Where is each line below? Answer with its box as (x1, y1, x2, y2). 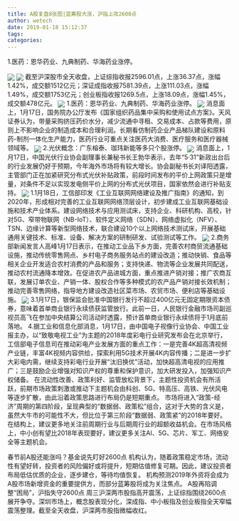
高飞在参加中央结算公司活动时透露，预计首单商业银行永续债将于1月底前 (19, 313, 228, 322)
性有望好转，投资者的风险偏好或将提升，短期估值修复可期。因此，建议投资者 (7, 462, 232, 470)
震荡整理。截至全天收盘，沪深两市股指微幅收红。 (7, 506, 151, 515)
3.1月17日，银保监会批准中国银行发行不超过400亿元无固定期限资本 (30, 295, 225, 303)
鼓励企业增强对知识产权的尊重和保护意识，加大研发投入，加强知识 (31, 367, 225, 375)
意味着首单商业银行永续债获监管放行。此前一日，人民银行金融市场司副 (19, 304, 225, 313)
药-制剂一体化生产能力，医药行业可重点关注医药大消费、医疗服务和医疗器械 (7, 135, 229, 143)
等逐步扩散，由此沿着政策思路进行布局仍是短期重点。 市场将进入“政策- (7, 393, 215, 402)
